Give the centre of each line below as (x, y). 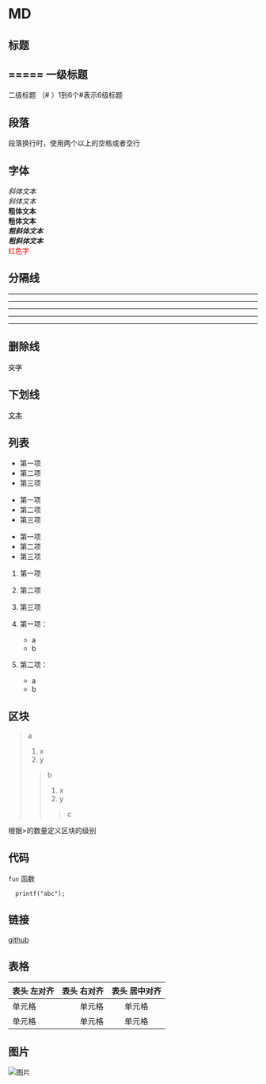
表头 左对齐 (33, 991)
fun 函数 (22, 878)
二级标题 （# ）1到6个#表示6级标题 (65, 95)
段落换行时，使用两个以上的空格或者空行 (74, 143)
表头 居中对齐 (136, 991)
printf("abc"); (40, 893)
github (19, 939)
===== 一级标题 (48, 74)
